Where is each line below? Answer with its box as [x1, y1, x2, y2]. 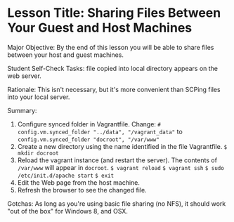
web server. [7, 72, 42, 80]
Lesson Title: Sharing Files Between [7, 5, 221, 21]
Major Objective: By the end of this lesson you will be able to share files [7, 43, 214, 51]
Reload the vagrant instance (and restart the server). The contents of [17, 156, 218, 164]
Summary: [7, 106, 37, 115]
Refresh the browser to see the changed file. [17, 185, 147, 194]
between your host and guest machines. [7, 51, 124, 59]
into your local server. [7, 93, 70, 101]
